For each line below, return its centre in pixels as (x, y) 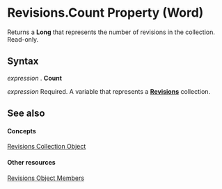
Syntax (23, 61)
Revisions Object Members (46, 178)
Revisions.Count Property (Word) (105, 13)
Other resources (31, 162)
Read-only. (23, 39)
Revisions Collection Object (47, 147)
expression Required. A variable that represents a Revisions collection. (109, 91)
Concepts (22, 131)
